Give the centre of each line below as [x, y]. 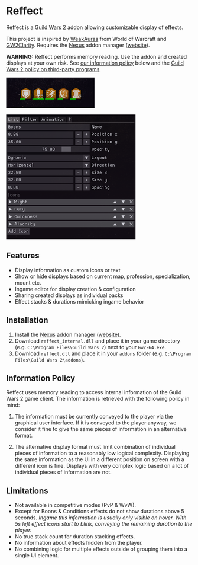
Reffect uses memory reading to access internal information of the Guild [94, 392]
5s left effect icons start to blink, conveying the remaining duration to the [103, 524]
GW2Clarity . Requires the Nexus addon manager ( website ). [78, 45]
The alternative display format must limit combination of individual [95, 447]
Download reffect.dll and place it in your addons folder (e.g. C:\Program [103, 353]
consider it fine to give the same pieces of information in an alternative [101, 429]
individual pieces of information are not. [63, 472]
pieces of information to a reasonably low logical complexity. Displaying [102, 453]
